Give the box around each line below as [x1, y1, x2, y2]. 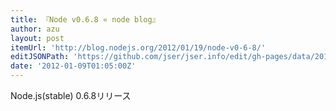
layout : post [10, 33, 65, 43]
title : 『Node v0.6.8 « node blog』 [10, 14, 160, 25]
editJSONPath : [10, 52, 70, 62]
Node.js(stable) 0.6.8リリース [10, 90, 132, 101]
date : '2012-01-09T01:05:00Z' [10, 61, 137, 71]
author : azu [10, 24, 60, 34]
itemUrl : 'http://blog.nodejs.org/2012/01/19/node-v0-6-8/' [10, 42, 267, 53]
